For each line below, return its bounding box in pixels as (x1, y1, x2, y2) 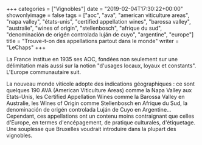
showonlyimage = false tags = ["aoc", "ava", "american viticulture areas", (6, 12, 190, 19)
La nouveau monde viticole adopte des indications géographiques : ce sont (6, 80, 195, 87)
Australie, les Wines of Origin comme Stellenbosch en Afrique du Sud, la (6, 99, 188, 107)
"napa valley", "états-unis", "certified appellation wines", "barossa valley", (6, 18, 191, 25)
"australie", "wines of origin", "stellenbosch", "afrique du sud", (6, 24, 162, 32)
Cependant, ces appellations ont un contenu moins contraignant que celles (6, 112, 195, 120)
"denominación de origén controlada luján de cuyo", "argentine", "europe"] (6, 31, 194, 38)
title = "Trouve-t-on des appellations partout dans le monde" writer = (6, 38, 179, 44)
